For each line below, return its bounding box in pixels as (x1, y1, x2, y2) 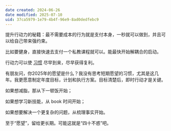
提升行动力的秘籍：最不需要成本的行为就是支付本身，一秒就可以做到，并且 (5, 32, 161, 38)
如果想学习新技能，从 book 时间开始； (5, 98, 85, 104)
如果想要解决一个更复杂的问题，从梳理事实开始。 (5, 109, 108, 115)
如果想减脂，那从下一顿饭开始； (5, 88, 72, 94)
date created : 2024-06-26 (5, 7, 60, 13)
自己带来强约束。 (14, 38, 50, 44)
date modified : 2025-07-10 (5, 12, 63, 17)
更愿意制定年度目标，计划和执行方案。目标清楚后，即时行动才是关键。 (18, 77, 166, 83)
